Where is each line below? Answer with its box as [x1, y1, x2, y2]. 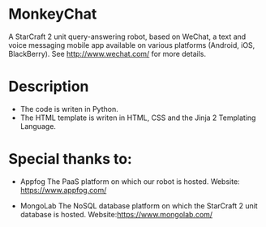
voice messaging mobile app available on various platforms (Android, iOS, [8, 40, 255, 49]
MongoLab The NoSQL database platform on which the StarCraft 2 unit [19, 200, 258, 211]
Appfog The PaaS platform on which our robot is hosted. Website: [19, 176, 241, 186]
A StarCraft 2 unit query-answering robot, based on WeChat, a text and [8, 32, 247, 41]
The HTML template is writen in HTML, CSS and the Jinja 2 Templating [19, 113, 256, 122]
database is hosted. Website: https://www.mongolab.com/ [19, 209, 213, 219]
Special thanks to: [8, 150, 132, 169]
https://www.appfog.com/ [19, 185, 107, 195]
